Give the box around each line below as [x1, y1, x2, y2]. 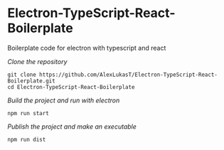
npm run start [7, 109, 50, 117]
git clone [7, 71, 37, 78]
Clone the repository [7, 57, 68, 65]
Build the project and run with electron [7, 96, 120, 105]
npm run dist [7, 136, 46, 143]
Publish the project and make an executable [7, 122, 137, 131]
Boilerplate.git [7, 77, 55, 85]
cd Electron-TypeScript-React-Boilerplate [7, 83, 135, 90]
